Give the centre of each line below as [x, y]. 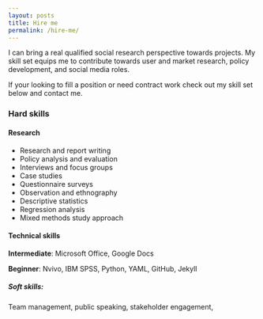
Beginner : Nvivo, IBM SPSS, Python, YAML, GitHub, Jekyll [103, 268]
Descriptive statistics [54, 201]
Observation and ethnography [68, 192]
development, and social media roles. [69, 70]
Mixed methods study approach [71, 218]
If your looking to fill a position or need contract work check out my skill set [131, 85]
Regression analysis [52, 209]
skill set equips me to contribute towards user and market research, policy [129, 61]
